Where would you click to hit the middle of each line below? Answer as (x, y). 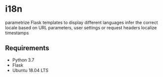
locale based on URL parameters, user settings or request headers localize (81, 27)
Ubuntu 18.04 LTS (30, 70)
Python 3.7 (23, 60)
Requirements (27, 48)
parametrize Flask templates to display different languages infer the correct (82, 22)
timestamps (17, 33)
